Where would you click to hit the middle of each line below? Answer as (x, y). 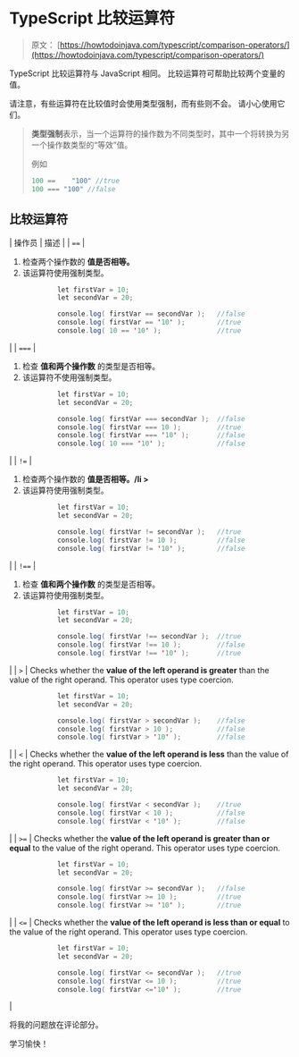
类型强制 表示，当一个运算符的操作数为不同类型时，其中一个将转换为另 (160, 133)
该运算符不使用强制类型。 (69, 377)
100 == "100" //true (75, 181)
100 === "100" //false (73, 189)
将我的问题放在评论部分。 (56, 1025)
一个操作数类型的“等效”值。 (82, 145)
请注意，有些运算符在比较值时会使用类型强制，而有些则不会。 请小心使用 (143, 103)
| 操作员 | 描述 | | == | (47, 242)
